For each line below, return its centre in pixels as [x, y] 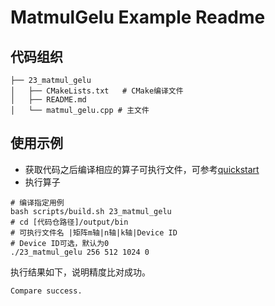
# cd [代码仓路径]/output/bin [69, 222]
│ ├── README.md [48, 100]
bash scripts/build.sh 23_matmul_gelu [91, 211]
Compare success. [46, 291]
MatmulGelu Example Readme [138, 17]
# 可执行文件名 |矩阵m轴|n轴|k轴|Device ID [94, 232]
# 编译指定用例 [37, 202]
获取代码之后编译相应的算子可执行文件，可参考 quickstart [142, 169]
